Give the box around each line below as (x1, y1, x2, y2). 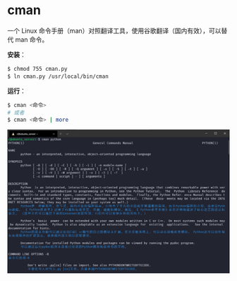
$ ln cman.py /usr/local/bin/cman (7, 73, 109, 80)
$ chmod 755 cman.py (7, 65, 68, 72)
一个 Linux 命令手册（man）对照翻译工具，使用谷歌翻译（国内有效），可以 (7, 26, 221, 35)
